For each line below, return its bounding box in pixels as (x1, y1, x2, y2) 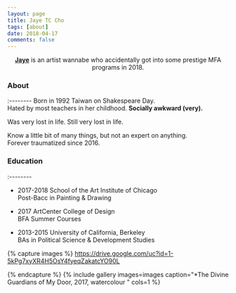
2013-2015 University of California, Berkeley (17, 228, 145, 236)
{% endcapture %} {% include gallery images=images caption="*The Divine (7, 270, 229, 278)
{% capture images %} (7, 249, 74, 257)
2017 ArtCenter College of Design (17, 207, 115, 215)
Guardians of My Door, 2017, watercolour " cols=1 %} (7, 278, 161, 286)
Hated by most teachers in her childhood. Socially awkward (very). (7, 104, 204, 112)
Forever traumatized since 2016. (7, 138, 100, 148)
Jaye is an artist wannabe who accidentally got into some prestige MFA (15, 56, 221, 64)
